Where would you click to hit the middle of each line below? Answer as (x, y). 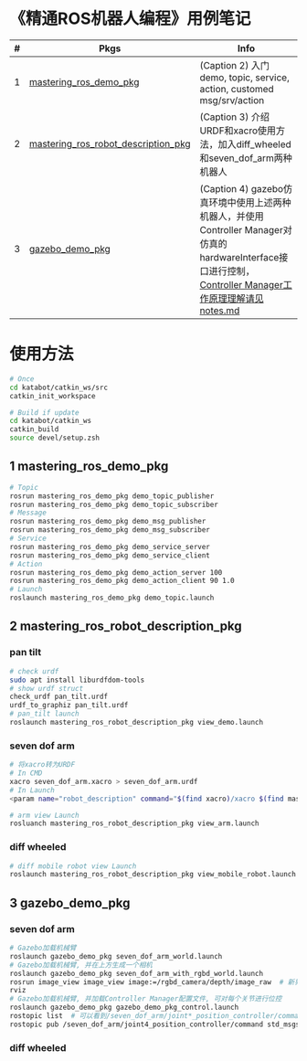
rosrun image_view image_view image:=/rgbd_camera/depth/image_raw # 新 (152, 982)
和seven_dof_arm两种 (246, 158)
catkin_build (34, 430)
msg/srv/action (232, 100)
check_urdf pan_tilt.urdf (58, 697)
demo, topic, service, (244, 77)
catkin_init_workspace (53, 396)
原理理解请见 (236, 298)
